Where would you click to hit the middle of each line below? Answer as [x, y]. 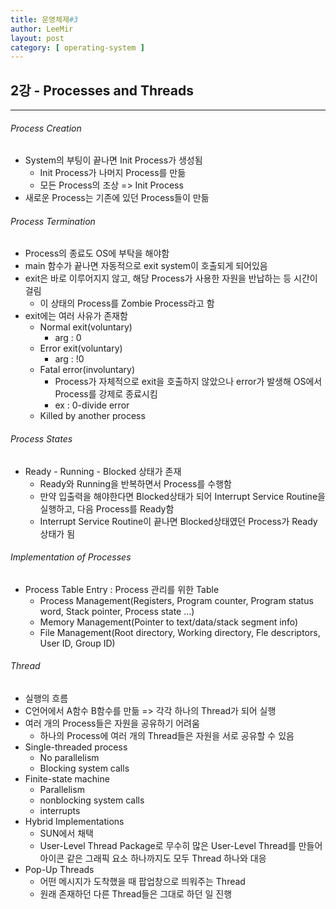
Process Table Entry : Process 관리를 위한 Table [122, 589]
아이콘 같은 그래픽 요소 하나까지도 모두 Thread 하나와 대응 [153, 858]
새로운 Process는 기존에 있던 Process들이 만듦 [117, 198]
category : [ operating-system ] [77, 47]
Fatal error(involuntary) [87, 370]
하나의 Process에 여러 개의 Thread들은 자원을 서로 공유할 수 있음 [167, 736]
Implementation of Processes [71, 557]
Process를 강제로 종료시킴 [106, 394]
